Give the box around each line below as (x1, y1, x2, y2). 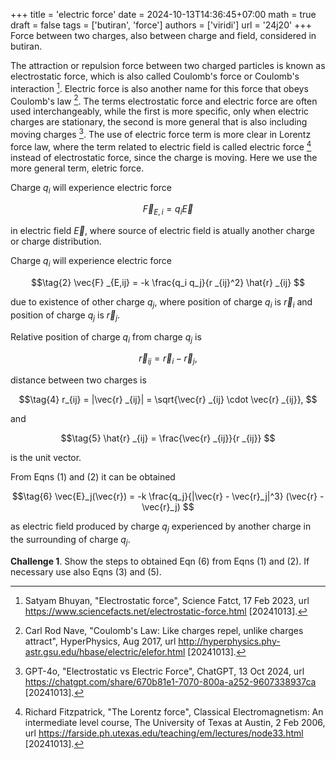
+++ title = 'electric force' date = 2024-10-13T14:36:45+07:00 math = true (10, 9, 317, 20)
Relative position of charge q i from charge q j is (10, 330, 202, 345)
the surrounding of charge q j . (10, 534, 131, 548)
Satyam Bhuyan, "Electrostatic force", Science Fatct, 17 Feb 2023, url (24, 594, 310, 606)
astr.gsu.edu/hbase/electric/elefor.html (24, 645, 186, 658)
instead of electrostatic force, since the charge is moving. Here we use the (10, 151, 318, 163)
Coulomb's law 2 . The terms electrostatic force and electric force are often (10, 93, 318, 107)
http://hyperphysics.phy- (178, 635, 281, 647)
